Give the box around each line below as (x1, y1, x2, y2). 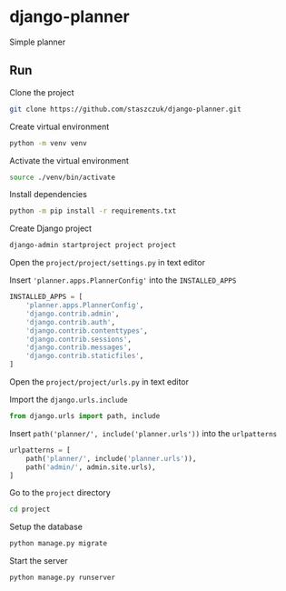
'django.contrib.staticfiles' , (25, 352, 144, 361)
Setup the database (9, 521, 84, 533)
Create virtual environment (9, 121, 110, 132)
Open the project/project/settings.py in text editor (9, 257, 206, 268)
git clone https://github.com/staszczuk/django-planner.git (9, 105, 242, 114)
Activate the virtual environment (9, 155, 130, 165)
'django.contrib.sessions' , (25, 335, 132, 344)
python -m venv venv (9, 138, 88, 147)
